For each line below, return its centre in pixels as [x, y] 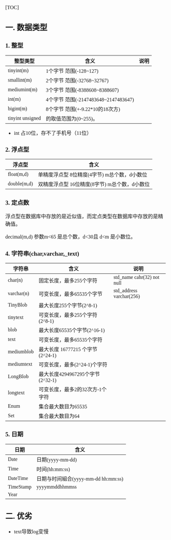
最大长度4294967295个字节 [69, 374]
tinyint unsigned [24, 118]
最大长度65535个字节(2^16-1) [72, 330]
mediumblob [21, 352]
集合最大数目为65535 [63, 407]
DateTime [18, 478]
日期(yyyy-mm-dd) [57, 460]
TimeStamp [20, 487]
